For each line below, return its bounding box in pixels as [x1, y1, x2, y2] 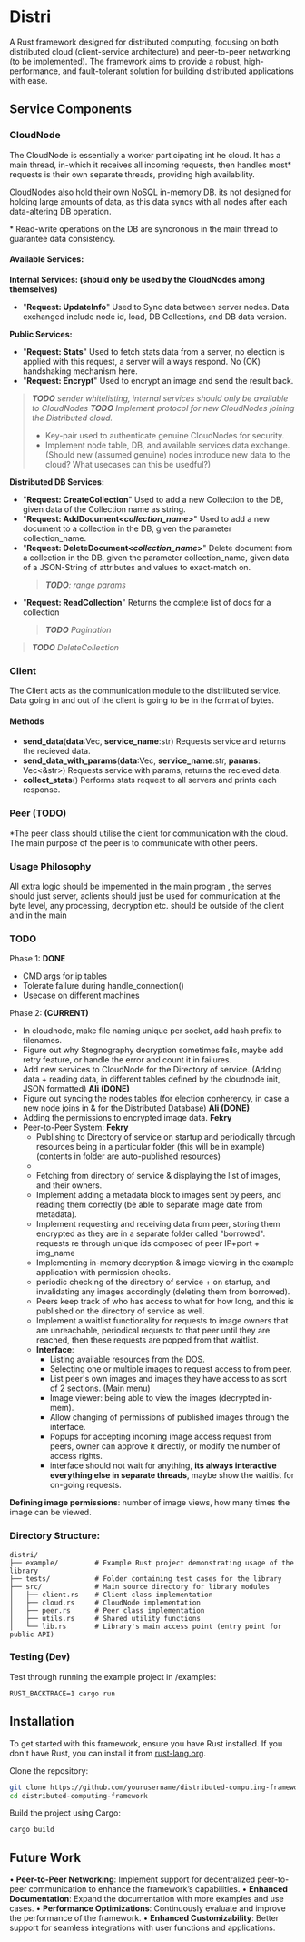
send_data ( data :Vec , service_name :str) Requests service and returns [22, 736, 286, 747]
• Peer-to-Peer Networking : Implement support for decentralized [9, 1874, 256, 1885]
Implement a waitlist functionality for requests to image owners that [35, 1315, 289, 1326]
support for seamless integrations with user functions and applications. [9, 1922, 276, 1934]
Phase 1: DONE [9, 953, 66, 964]
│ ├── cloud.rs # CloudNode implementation [9, 1598, 202, 1607]
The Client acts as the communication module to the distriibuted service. [9, 685, 281, 697]
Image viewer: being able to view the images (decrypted [49, 1393, 261, 1404]
